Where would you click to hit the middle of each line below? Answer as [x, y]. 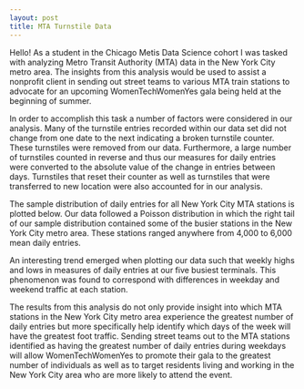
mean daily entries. [46, 242]
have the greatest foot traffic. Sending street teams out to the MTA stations [150, 336]
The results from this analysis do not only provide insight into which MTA [146, 307]
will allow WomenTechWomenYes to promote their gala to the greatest [140, 355]
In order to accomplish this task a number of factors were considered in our [151, 118]
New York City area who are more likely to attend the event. [121, 374]
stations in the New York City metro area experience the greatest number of [152, 316]
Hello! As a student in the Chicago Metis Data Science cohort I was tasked [149, 52]
